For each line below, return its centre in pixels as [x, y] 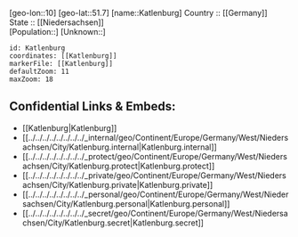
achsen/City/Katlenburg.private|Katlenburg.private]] [117, 184]
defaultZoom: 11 [39, 71]
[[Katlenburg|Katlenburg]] [69, 127]
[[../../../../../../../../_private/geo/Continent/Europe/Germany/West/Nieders [154, 175]
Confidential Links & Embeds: [93, 106]
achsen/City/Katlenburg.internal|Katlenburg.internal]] [120, 147]
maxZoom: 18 [31, 79]
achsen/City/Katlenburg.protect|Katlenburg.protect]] [118, 166]
